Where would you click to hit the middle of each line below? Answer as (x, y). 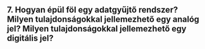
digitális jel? (30, 38)
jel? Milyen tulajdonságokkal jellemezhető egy (97, 29)
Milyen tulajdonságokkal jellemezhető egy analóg (103, 20)
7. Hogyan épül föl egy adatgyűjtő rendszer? (92, 10)
